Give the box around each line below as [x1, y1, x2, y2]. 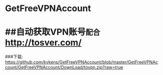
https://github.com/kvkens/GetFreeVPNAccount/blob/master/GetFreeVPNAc [5, 59, 158, 65]
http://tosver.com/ [5, 37, 82, 48]
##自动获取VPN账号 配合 [5, 27, 101, 38]
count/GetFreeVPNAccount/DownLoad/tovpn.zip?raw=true [5, 64, 123, 70]
